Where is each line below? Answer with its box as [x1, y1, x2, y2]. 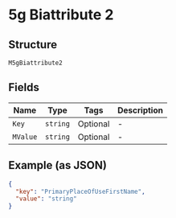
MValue [12, 132, 38, 142]
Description [117, 105, 163, 116]
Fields [8, 80, 40, 94]
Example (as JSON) [8, 158, 107, 172]
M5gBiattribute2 [8, 59, 63, 67]
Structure [8, 38, 58, 51]
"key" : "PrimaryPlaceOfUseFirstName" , [15, 187, 146, 195]
